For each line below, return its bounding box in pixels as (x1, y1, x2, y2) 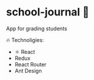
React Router (14, 60, 47, 68)
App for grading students (6, 25, 67, 32)
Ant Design (14, 67, 43, 74)
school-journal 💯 (6, 5, 90, 19)
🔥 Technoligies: (6, 36, 44, 43)
